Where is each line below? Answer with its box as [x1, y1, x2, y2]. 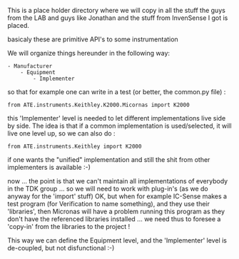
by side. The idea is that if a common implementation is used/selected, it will [7, 121, 232, 130]
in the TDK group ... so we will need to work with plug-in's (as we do [7, 185, 208, 193]
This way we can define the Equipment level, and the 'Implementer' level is [7, 236, 227, 245]
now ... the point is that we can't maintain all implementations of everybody [7, 177, 228, 185]
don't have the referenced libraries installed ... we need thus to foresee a [7, 215, 221, 223]
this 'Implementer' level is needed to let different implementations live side [7, 114, 226, 122]
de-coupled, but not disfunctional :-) [7, 244, 115, 252]
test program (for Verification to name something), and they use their [7, 200, 210, 208]
